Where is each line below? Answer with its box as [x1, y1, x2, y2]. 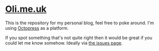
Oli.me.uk [5, 3, 47, 15]
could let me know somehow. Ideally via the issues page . [5, 40, 123, 46]
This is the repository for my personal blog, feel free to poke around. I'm [5, 20, 154, 26]
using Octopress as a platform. [5, 25, 69, 31]
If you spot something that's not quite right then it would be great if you [5, 35, 152, 41]
